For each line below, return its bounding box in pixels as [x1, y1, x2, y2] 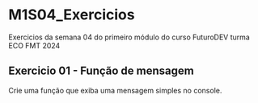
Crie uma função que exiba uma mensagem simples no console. [8, 85, 222, 95]
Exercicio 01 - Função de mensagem [8, 64, 194, 78]
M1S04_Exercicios [8, 6, 135, 24]
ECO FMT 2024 [8, 40, 61, 50]
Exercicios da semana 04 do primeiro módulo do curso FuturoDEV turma [8, 32, 251, 42]
